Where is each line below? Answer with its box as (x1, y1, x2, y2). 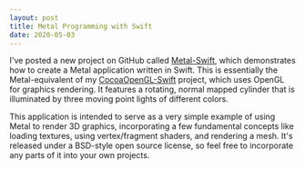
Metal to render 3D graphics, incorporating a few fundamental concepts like (9, 121, 294, 132)
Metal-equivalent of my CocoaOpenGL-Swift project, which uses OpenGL (9, 75, 285, 85)
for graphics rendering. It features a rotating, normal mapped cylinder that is (9, 84, 296, 95)
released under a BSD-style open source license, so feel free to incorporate (9, 140, 294, 151)
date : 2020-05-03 (9, 30, 76, 39)
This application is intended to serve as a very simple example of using (9, 111, 276, 123)
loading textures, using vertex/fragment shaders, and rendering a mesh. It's (9, 131, 293, 142)
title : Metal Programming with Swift (9, 22, 153, 31)
